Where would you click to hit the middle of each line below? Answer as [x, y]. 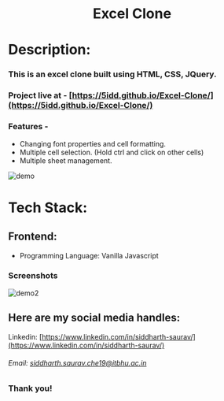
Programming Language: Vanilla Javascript [89, 255]
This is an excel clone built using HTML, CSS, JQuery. [113, 74]
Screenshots [33, 276]
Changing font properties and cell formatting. [93, 143]
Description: [50, 50]
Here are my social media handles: [94, 318]
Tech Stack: [48, 208]
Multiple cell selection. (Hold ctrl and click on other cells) [112, 152]
